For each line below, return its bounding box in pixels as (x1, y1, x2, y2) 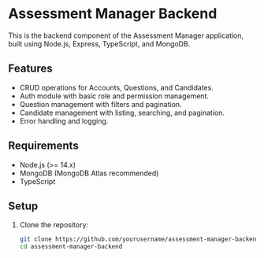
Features (8, 62, 53, 76)
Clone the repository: (19, 220, 89, 230)
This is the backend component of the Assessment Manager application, (8, 31, 244, 40)
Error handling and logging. (19, 116, 109, 126)
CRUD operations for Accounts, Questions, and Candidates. (19, 83, 214, 92)
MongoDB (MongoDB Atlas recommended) (19, 168, 159, 178)
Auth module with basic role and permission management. (19, 91, 209, 101)
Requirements (8, 139, 79, 153)
